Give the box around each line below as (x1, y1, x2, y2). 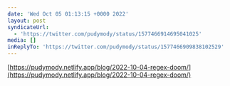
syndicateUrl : (7, 23, 50, 31)
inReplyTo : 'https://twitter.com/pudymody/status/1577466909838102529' (7, 43, 224, 50)
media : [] (7, 37, 37, 44)
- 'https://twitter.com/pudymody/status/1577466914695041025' (14, 30, 202, 38)
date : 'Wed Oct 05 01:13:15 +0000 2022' (7, 10, 130, 18)
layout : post (7, 17, 46, 24)
